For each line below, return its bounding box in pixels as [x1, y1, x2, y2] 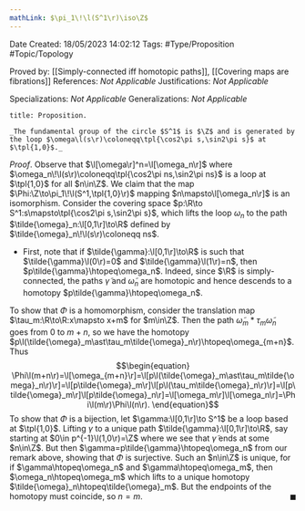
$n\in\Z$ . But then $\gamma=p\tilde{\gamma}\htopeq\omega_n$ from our [9, 443, 288, 454]
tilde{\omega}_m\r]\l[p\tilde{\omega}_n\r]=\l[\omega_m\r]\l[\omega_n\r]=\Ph [10, 390, 296, 401]
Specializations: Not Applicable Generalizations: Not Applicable [9, 93, 248, 104]
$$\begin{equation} [116, 360, 190, 371]
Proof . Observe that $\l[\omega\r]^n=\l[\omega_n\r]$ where [9, 159, 233, 170]
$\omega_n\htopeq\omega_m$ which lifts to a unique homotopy [9, 472, 250, 483]
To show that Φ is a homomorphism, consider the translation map [9, 305, 256, 316]
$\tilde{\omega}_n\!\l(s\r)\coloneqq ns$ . [9, 229, 159, 240]
